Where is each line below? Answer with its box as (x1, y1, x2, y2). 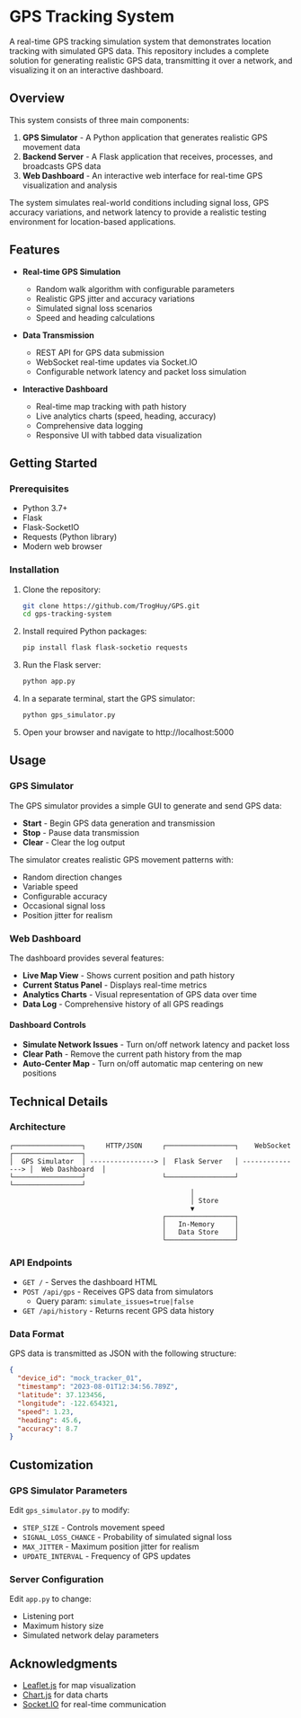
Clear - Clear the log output (22, 837, 126, 847)
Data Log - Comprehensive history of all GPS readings (22, 998, 225, 1009)
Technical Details (9, 1094, 109, 1109)
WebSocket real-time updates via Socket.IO (35, 357, 198, 368)
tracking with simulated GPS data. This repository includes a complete (9, 45, 270, 56)
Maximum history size (22, 1620, 104, 1632)
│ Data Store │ (162, 1227, 240, 1236)
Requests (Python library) (22, 532, 118, 543)
